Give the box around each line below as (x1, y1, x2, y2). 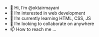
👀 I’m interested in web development (9, 10, 85, 16)
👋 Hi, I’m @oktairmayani (9, 5, 59, 10)
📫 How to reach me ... (9, 26, 56, 32)
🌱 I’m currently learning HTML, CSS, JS (9, 15, 91, 21)
